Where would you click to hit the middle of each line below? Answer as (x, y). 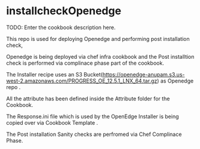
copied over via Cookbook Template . (52, 122)
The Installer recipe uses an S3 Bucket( (55, 74)
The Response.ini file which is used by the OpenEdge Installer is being (93, 116)
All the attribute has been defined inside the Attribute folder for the (88, 99)
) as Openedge (176, 81)
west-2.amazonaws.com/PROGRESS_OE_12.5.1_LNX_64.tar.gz (82, 81)
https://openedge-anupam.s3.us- (144, 74)
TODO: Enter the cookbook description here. (61, 27)
